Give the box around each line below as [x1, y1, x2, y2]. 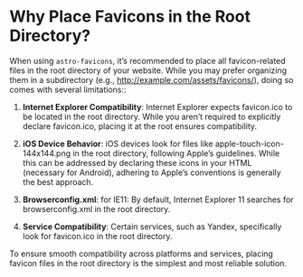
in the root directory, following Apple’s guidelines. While [71, 147, 280, 159]
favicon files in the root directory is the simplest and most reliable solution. [9, 257, 288, 268]
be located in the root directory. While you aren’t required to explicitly [22, 111, 281, 122]
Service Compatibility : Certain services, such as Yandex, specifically [22, 221, 282, 232]
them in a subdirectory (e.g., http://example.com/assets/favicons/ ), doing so [9, 74, 294, 85]
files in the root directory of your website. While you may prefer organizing [9, 65, 288, 76]
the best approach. [22, 176, 94, 187]
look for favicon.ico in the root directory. [22, 230, 173, 241]
